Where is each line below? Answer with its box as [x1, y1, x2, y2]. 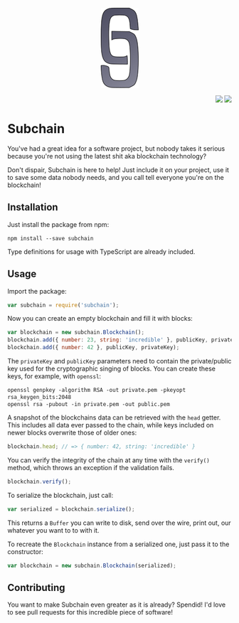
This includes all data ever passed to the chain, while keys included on [7, 421, 214, 430]
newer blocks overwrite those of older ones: [7, 428, 137, 437]
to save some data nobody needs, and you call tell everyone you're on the [7, 173, 224, 181]
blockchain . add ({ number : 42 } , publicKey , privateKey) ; [7, 344, 180, 351]
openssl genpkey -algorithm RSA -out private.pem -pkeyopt [7, 387, 186, 394]
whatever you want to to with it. [7, 526, 100, 534]
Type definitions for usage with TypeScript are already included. [7, 247, 196, 256]
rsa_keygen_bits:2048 [7, 394, 72, 401]
